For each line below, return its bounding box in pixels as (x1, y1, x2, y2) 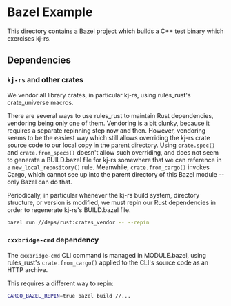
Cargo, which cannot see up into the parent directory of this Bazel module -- (7, 170, 225, 178)
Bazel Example (7, 4, 93, 20)
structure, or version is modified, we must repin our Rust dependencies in (7, 198, 216, 207)
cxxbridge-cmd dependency (7, 236, 99, 245)
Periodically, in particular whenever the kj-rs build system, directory (7, 191, 200, 199)
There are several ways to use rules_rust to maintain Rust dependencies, (7, 111, 214, 119)
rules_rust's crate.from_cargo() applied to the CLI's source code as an (7, 258, 209, 267)
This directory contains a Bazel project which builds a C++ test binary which (7, 27, 224, 35)
